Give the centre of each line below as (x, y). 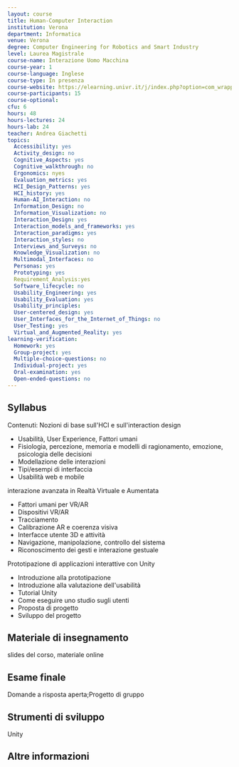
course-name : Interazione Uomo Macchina (68, 61)
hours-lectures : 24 (36, 120)
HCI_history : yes (39, 193)
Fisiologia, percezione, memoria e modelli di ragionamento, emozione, (120, 446)
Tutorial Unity (37, 592)
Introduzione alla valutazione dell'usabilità (79, 585)
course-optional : (33, 101)
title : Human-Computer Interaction (60, 21)
